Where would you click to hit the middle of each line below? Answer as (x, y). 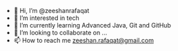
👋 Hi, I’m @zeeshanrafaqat (51, 11)
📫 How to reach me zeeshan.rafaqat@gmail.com (83, 40)
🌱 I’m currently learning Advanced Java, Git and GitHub (92, 25)
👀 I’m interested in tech (46, 18)
